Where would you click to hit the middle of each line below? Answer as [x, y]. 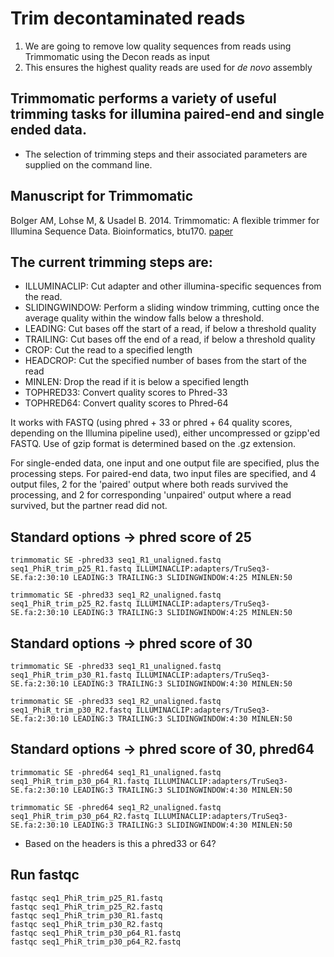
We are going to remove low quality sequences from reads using [158, 46]
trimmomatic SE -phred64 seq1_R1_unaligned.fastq [116, 772]
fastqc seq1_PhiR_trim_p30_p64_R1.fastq [96, 933]
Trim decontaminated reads [128, 18]
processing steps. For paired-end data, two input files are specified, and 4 [163, 474]
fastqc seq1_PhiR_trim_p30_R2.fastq [86, 924]
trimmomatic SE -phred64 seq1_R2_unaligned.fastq [116, 807]
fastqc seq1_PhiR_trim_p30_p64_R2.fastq [96, 942]
